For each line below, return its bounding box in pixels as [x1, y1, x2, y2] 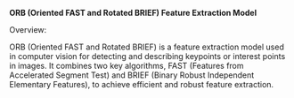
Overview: [9, 25, 47, 34]
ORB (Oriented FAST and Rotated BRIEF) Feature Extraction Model [9, 8, 257, 18]
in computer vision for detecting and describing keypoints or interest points [9, 51, 286, 61]
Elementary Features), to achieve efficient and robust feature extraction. [9, 79, 274, 89]
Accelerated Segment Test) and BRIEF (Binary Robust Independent [9, 70, 255, 80]
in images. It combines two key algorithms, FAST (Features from [9, 61, 244, 71]
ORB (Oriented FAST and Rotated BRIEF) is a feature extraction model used [9, 41, 285, 52]
